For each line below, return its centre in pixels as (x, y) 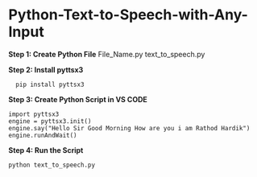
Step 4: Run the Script (46, 150)
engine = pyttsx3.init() (50, 121)
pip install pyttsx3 (50, 84)
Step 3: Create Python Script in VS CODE (78, 99)
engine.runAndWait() (43, 135)
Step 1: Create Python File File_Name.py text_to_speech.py (107, 54)
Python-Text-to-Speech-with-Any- (128, 15)
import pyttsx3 (34, 114)
